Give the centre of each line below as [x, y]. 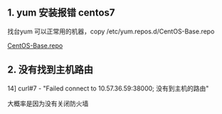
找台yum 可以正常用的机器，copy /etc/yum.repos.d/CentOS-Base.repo [111, 31]
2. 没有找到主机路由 [51, 70]
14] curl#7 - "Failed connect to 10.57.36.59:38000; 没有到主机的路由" [108, 88]
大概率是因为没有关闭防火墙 [48, 103]
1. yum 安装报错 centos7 [61, 13]
